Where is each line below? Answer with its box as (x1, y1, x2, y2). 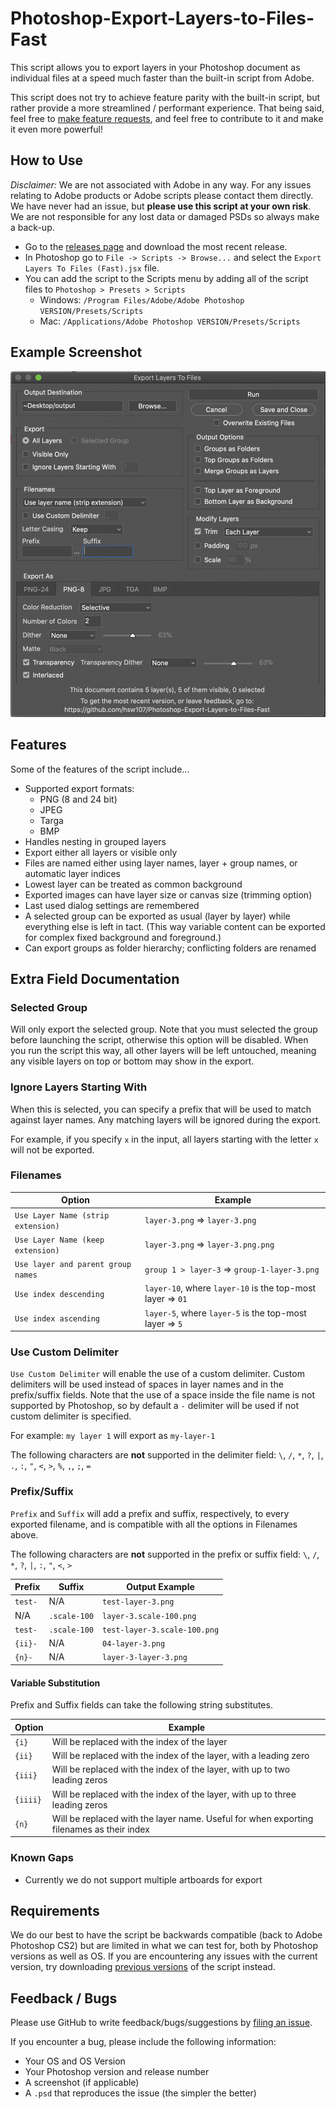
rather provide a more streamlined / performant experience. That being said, (10, 102, 325, 114)
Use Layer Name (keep (14, 1235, 105, 1245)
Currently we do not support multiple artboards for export (24, 1873, 263, 1886)
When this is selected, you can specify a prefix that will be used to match (10, 1103, 312, 1115)
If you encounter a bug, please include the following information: (10, 2036, 277, 2048)
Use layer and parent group (14, 1260, 132, 1270)
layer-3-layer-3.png (101, 1653, 188, 1663)
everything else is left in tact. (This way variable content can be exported (24, 920, 326, 932)
